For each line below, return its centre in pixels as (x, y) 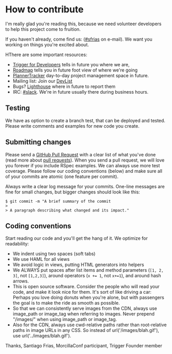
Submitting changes (38, 142)
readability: (17, 244)
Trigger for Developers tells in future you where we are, (71, 64)
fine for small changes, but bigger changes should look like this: (73, 192)
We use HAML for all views (41, 259)
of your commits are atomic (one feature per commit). (62, 176)
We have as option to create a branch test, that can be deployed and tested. (85, 120)
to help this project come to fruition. (43, 29)
